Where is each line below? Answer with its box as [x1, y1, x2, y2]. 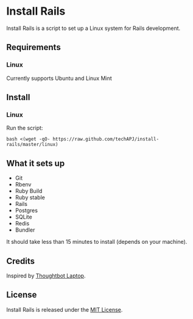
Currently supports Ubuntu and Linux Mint [6, 75, 113, 82]
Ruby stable [15, 194, 46, 201]
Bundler [15, 226, 35, 233]
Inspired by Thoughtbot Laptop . [6, 272, 86, 279]
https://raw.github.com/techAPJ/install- [52, 136, 160, 142]
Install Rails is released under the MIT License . [6, 306, 123, 313]
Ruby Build [15, 188, 43, 195]
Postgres [15, 207, 38, 215]
